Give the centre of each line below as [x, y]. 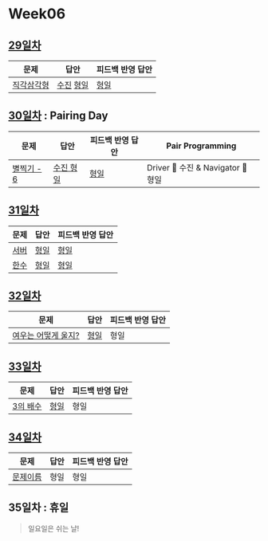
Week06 [37, 14]
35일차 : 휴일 [39, 508]
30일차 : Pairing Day [58, 116]
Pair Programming [201, 146]
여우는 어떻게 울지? [46, 335]
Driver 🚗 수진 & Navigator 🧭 [197, 167]
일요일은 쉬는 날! [53, 528]
